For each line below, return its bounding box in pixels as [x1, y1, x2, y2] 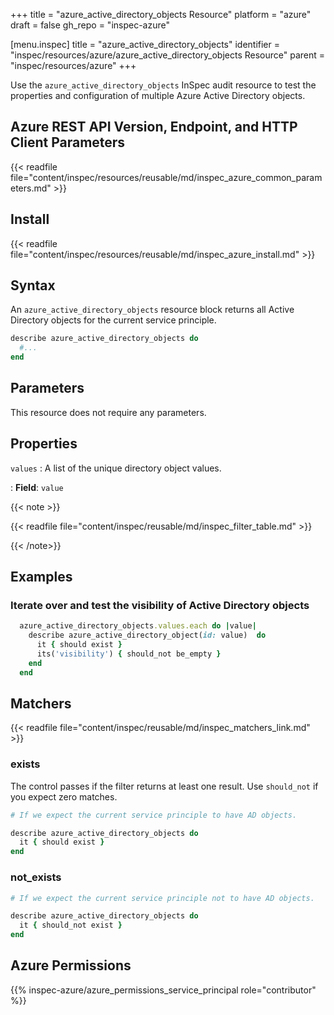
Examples [10, 569, 73, 586]
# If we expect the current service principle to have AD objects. [10, 810, 298, 820]
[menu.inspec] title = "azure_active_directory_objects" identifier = [10, 39, 280, 50]
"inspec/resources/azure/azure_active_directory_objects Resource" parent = [10, 49, 326, 61]
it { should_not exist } [19, 920, 123, 931]
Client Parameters [10, 134, 126, 151]
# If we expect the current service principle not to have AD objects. [10, 893, 315, 903]
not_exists [10, 870, 62, 884]
